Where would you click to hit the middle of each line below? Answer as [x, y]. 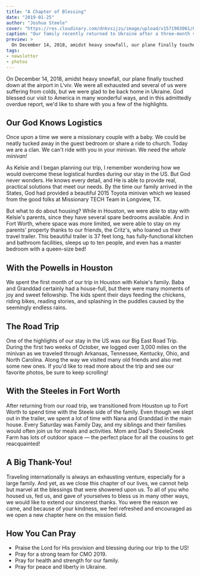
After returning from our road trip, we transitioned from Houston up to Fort [97, 405]
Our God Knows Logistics [54, 123]
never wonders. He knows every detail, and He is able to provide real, [91, 180]
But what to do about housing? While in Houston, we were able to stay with [98, 211]
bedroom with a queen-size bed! [46, 249]
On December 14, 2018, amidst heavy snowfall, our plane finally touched [95, 79]
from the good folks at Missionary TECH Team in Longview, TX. [84, 199]
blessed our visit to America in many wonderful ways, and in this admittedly [99, 98]
